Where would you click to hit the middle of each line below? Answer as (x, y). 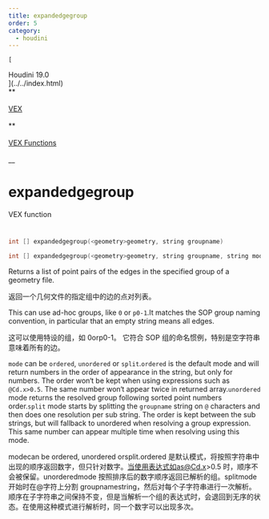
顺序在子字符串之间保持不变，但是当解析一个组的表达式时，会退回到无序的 (131, 497)
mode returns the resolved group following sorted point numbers (115, 398)
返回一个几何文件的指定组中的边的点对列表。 (82, 296)
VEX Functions (32, 143)
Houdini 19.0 (29, 75)
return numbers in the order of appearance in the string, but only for (120, 372)
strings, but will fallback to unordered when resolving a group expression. (130, 423)
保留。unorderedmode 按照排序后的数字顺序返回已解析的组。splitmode (140, 477)
